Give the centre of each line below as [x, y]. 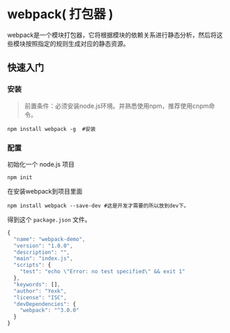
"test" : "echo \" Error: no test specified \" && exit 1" [103, 272]
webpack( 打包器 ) [60, 14]
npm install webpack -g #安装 [52, 129]
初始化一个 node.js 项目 [41, 164]
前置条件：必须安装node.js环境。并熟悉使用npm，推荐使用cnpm [116, 106]
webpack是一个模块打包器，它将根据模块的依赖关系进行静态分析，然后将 [112, 35]
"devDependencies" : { [45, 304]
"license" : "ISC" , [40, 297]
